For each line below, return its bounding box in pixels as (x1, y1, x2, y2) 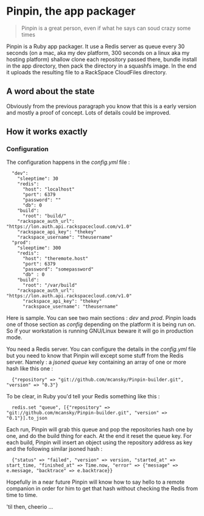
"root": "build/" (22, 213, 67, 219)
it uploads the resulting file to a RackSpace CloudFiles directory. (6, 68, 167, 76)
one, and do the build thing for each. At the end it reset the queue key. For (6, 433, 192, 440)
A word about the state (6, 87, 95, 97)
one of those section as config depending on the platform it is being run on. (6, 321, 196, 328)
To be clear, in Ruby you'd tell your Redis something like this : (6, 393, 160, 400)
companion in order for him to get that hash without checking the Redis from (6, 485, 199, 492)
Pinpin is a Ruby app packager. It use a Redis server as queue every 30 (6, 43, 185, 50)
